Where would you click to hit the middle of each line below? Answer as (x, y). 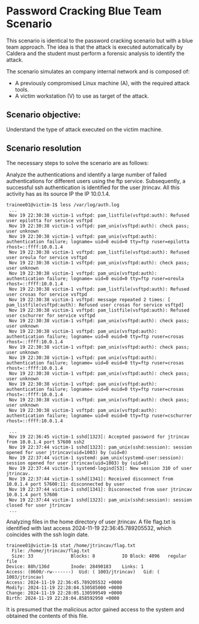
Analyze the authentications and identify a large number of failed (87, 174)
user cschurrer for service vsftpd (51, 315)
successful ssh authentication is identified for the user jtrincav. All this (93, 187)
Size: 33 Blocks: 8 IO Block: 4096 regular (99, 556)
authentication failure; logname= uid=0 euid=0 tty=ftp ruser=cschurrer (99, 416)
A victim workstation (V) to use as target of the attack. (82, 96)
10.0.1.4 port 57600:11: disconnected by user (66, 484)
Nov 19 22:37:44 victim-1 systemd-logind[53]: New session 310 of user (100, 468)
